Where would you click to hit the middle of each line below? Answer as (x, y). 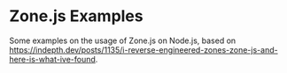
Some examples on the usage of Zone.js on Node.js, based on (123, 40)
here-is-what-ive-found (52, 59)
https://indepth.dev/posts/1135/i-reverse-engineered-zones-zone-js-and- (143, 49)
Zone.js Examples (76, 16)
